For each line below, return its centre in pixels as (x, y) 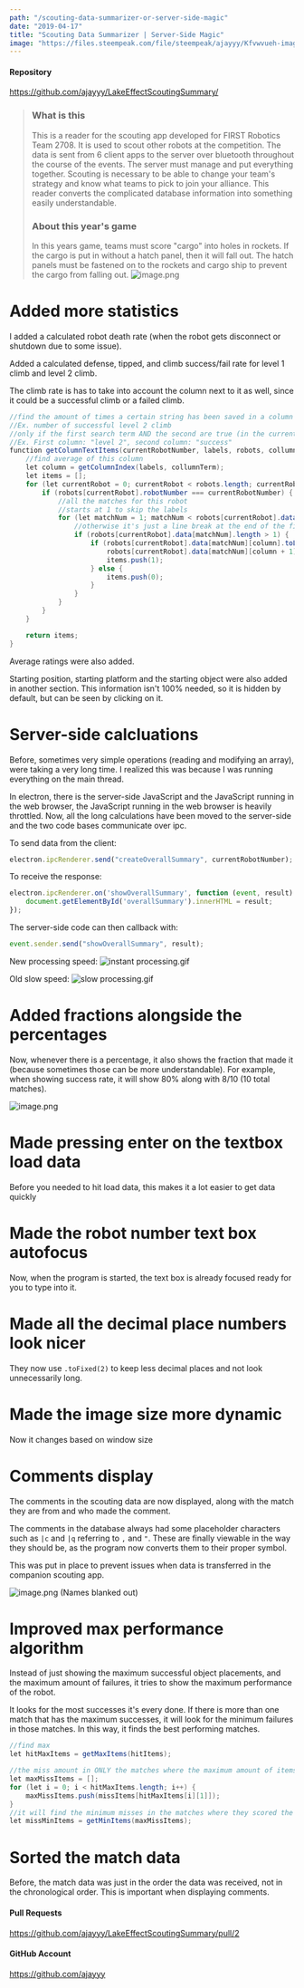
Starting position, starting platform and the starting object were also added (148, 678)
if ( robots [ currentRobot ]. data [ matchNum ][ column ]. (187, 543)
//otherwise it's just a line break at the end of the (179, 526)
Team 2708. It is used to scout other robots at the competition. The (156, 145)
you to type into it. (43, 1287)
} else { (107, 568)
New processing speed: (53, 961)
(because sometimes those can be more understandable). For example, (142, 1069)
